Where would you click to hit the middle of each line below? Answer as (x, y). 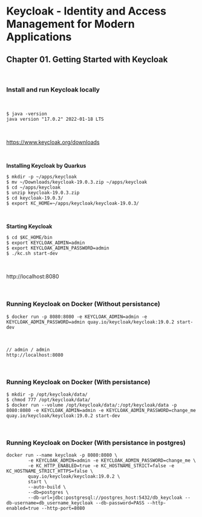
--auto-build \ (47, 487)
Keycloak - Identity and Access (86, 11)
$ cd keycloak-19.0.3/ (35, 198)
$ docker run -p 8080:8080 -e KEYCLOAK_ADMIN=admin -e (77, 317)
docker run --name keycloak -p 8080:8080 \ (62, 455)
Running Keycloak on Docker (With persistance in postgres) (96, 442)
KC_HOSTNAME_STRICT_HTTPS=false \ (50, 471)
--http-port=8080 (63, 509)
